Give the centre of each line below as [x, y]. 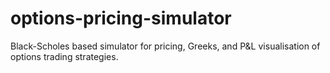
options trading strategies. [64, 56]
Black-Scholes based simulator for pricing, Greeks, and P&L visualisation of [165, 46]
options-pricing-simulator [121, 18]
